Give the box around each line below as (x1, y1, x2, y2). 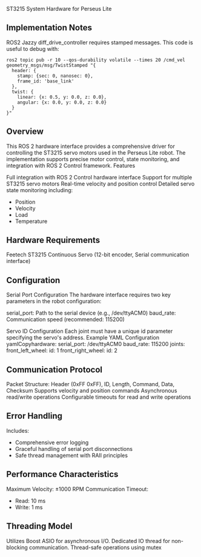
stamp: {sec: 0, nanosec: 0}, (17, 73, 94, 79)
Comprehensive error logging (15, 439, 89, 446)
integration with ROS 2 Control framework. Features (6, 162, 136, 169)
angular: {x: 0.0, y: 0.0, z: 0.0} (17, 99, 107, 105)
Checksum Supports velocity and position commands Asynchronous (6, 387, 177, 395)
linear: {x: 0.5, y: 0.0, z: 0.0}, (17, 94, 107, 100)
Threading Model (6, 521, 73, 532)
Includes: (6, 427, 29, 434)
